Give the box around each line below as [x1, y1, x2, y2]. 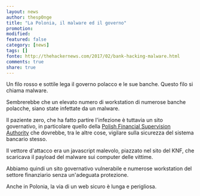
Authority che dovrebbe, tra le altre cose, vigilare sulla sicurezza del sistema [6, 129, 194, 136]
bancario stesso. [6, 136, 48, 143]
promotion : [6, 25, 33, 32]
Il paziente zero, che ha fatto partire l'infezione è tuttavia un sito [6, 117, 163, 124]
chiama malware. [6, 87, 48, 94]
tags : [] [6, 48, 28, 54]
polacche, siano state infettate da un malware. [6, 105, 120, 112]
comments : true [6, 59, 44, 65]
